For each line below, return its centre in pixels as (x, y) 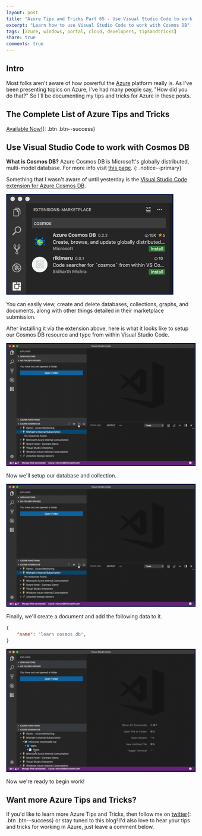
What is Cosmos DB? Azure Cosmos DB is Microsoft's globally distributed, (98, 162)
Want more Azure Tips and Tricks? (71, 800)
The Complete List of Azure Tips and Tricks (88, 114)
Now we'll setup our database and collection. (61, 476)
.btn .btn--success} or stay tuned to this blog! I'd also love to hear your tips (98, 821)
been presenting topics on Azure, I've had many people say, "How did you (97, 89)
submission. (21, 317)
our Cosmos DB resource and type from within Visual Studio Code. (88, 335)
